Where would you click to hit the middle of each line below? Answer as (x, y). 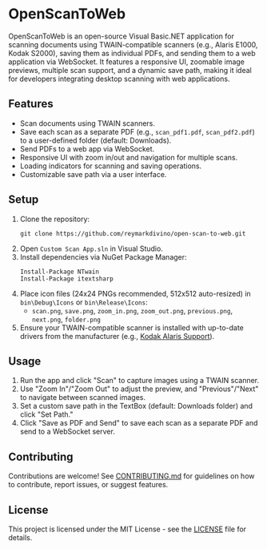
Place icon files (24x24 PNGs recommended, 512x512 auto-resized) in (135, 293)
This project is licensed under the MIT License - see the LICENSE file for (127, 529)
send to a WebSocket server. (68, 432)
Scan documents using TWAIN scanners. (88, 123)
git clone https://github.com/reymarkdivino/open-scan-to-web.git (133, 233)
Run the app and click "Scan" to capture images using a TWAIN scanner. (139, 381)
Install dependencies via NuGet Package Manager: (103, 256)
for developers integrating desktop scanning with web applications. (119, 79)
